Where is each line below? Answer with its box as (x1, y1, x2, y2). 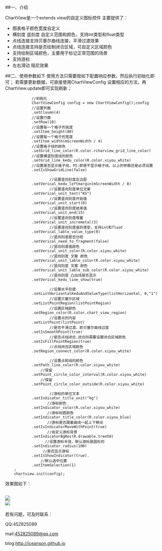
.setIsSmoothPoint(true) (31, 329, 83, 334)
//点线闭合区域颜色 (49, 344, 83, 349)
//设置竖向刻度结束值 (49, 206, 87, 211)
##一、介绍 (5, 4, 28, 10)
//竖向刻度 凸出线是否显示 (49, 273, 97, 278)
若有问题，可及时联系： (5, 511, 53, 517)
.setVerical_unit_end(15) (31, 210, 85, 215)
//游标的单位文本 (49, 391, 80, 396)
